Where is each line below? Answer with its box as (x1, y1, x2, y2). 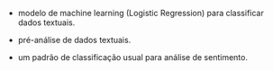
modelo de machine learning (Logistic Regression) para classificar (17, 8, 264, 18)
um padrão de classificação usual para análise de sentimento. (17, 52, 248, 62)
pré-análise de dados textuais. (17, 35, 132, 45)
